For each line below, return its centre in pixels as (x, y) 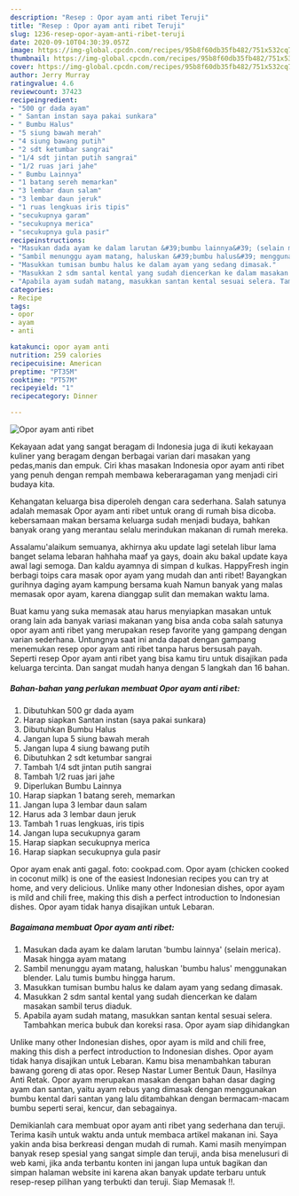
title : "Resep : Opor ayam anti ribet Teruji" (98, 26)
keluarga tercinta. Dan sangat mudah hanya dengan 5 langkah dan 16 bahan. (150, 668)
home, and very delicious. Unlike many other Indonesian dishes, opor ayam (147, 887)
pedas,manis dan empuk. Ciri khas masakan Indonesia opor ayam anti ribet (147, 465)
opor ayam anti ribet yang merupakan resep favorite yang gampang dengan (149, 630)
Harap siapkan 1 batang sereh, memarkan (99, 795)
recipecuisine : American (56, 363)
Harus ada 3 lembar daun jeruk (79, 814)
